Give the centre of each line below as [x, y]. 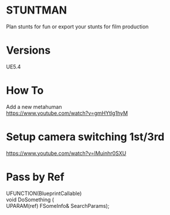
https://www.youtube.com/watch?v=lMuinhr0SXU [66, 153]
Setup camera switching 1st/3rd [85, 137]
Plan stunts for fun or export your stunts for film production [77, 27]
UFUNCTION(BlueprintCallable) [44, 193]
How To [25, 90]
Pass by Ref [35, 177]
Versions [28, 50]
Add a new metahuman [34, 107]
